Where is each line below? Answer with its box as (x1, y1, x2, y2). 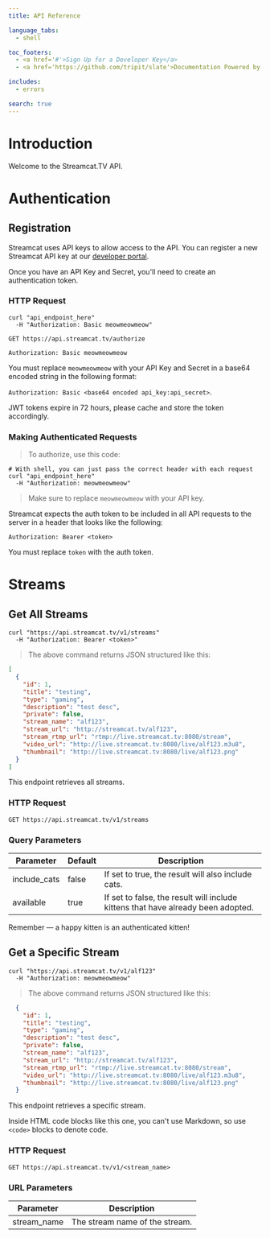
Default (67, 855, 96, 866)
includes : (8, 78, 42, 86)
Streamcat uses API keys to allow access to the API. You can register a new (8, 242, 259, 252)
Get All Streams (8, 607, 88, 621)
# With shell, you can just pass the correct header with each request (8, 465, 253, 473)
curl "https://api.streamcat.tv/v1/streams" (8, 629, 160, 637)
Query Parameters (8, 834, 82, 845)
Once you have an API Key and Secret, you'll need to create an (8, 266, 216, 276)
